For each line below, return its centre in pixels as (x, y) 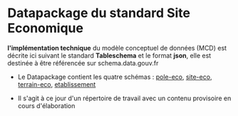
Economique (46, 28)
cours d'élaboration (46, 105)
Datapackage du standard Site (99, 13)
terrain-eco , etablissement (57, 84)
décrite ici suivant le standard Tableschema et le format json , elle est (109, 56)
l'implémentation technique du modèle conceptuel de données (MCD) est (117, 48)
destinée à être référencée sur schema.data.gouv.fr (83, 63)
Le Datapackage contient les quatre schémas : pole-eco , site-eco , (115, 77)
